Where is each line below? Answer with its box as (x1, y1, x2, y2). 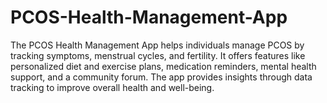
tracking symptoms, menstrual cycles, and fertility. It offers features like (10, 49, 306, 61)
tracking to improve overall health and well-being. (10, 81, 215, 93)
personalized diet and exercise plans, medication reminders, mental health (10, 60, 317, 72)
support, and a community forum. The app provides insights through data (10, 71, 313, 83)
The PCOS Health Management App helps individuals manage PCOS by (10, 39, 305, 51)
